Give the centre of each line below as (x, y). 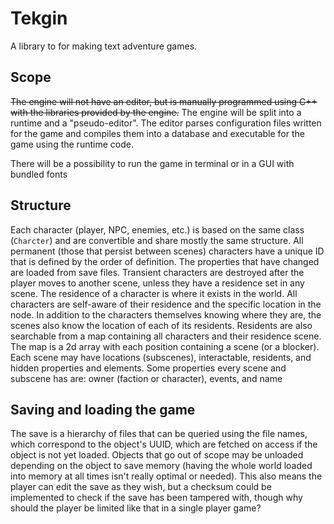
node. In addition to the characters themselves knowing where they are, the (166, 314)
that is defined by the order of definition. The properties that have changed (165, 261)
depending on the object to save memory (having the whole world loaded (161, 466)
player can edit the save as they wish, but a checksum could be (141, 487)
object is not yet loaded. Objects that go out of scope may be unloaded (157, 455)
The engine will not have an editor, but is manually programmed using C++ (164, 101)
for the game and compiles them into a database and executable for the (157, 133)
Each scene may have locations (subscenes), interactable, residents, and (161, 357)
